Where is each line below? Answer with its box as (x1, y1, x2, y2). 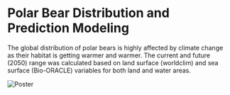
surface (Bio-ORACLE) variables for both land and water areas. (7, 66, 192, 74)
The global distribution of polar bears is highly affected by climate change (7, 43, 224, 52)
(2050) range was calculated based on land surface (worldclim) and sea (7, 58, 219, 67)
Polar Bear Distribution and (7, 5, 170, 21)
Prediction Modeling (7, 20, 130, 36)
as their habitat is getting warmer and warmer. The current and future (7, 51, 211, 60)
